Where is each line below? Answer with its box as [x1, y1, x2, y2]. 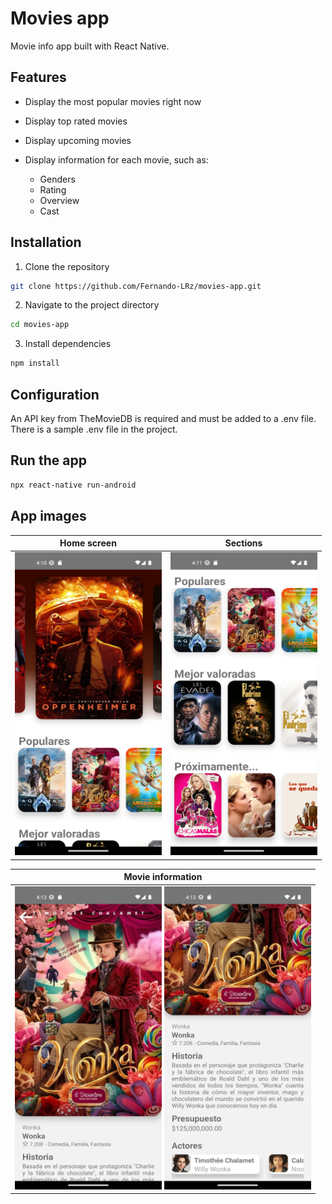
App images [10, 508, 87, 525]
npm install [10, 358, 60, 369]
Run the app [10, 452, 87, 469]
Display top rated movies [24, 115, 128, 127]
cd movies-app [10, 320, 70, 330]
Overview [39, 194, 80, 206]
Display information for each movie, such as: [24, 153, 209, 166]
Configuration [10, 386, 100, 403]
